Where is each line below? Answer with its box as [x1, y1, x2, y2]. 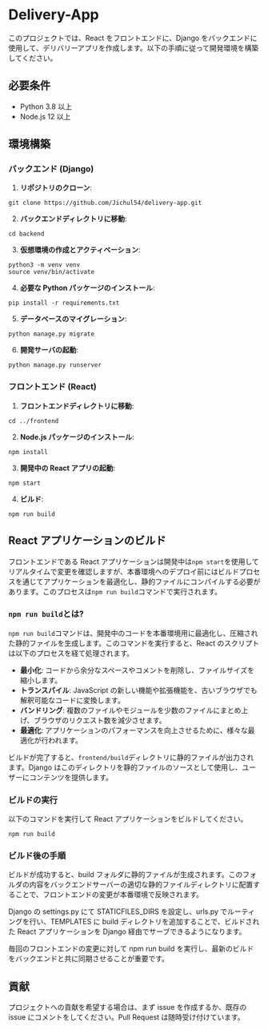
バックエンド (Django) [8, 163, 94, 175]
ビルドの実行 [8, 795, 58, 806]
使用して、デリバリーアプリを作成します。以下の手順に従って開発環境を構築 [8, 42, 259, 53]
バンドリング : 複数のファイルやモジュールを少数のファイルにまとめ [19, 705, 242, 714]
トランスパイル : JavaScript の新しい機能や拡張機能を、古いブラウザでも [19, 685, 258, 694]
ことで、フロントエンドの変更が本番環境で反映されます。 [14, 890, 204, 899]
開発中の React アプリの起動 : [19, 463, 116, 473]
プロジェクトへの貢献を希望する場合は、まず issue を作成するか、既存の [8, 1003, 247, 1012]
